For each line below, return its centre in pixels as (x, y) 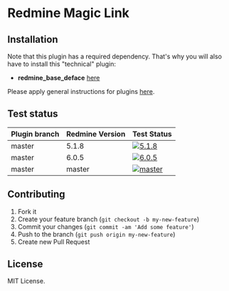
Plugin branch (35, 134)
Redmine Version (96, 134)
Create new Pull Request (54, 242)
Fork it (27, 211)
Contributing (36, 195)
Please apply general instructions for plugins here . (81, 91)
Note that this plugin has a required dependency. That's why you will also (115, 56)
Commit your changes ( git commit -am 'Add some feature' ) (106, 226)
